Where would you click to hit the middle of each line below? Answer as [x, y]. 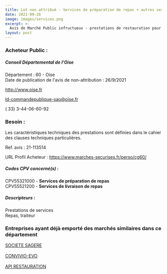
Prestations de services [29, 210]
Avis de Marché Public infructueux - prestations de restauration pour [85, 28]
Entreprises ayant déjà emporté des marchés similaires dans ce [83, 228]
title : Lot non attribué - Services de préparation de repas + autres [80, 10]
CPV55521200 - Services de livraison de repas [54, 186]
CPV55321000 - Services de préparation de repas [57, 181]
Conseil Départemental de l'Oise [40, 62]
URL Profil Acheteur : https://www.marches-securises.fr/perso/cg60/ [76, 157]
